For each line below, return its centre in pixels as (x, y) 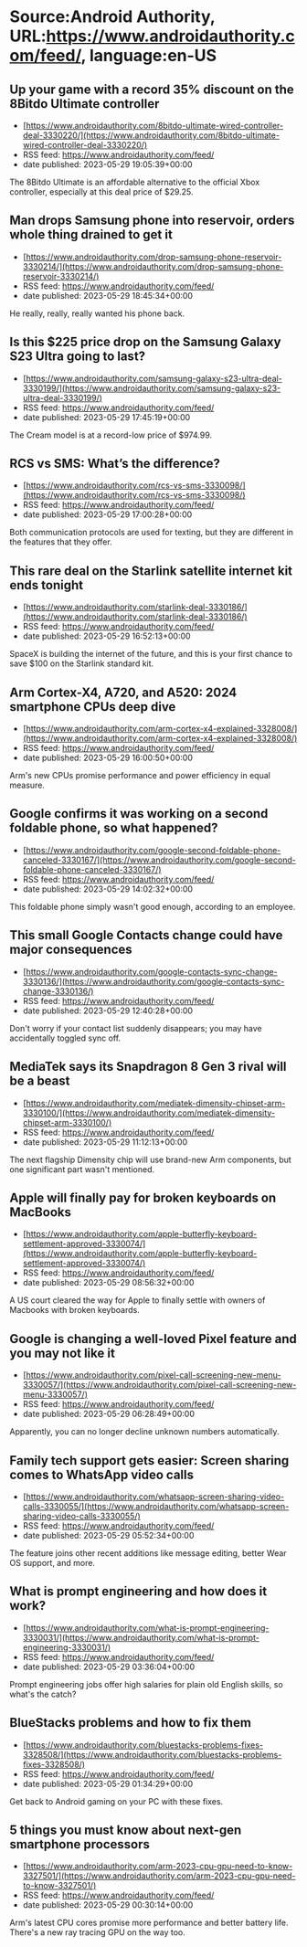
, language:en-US (149, 56)
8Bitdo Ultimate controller (85, 104)
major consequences (71, 950)
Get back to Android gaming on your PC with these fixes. (116, 1801)
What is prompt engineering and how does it (138, 1592)
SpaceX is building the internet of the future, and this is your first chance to (151, 654)
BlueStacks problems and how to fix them (130, 1723)
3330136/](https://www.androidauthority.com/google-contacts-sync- (153, 981)
